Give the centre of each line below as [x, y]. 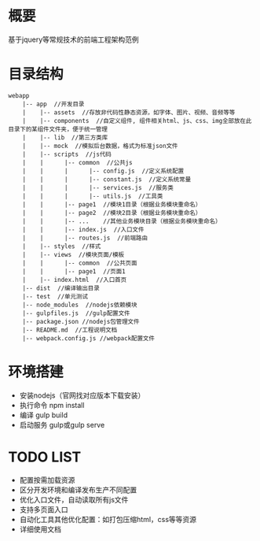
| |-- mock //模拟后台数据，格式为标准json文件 [100, 146]
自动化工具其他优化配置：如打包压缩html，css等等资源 [108, 519]
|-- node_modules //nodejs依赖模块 [80, 305]
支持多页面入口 [44, 510]
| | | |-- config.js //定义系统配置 [103, 171]
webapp [19, 95]
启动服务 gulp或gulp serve [62, 424]
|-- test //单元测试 [55, 296]
